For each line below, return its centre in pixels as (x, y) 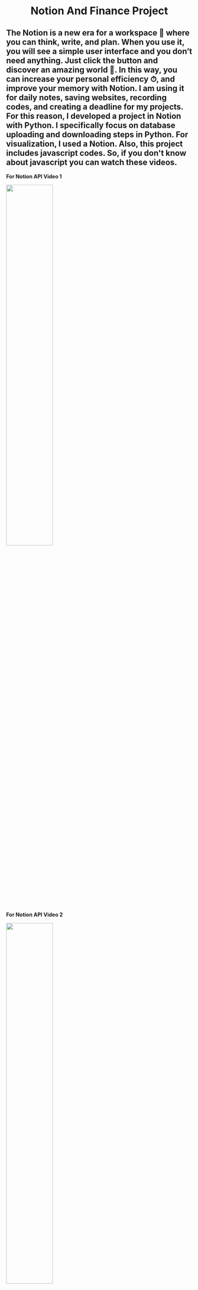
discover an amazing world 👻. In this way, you (92, 70)
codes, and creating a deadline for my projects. (95, 107)
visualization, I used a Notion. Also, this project (95, 144)
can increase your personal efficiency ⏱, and (91, 79)
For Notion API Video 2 (35, 915)
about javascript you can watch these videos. (92, 162)
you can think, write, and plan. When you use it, (95, 42)
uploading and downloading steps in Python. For (97, 134)
